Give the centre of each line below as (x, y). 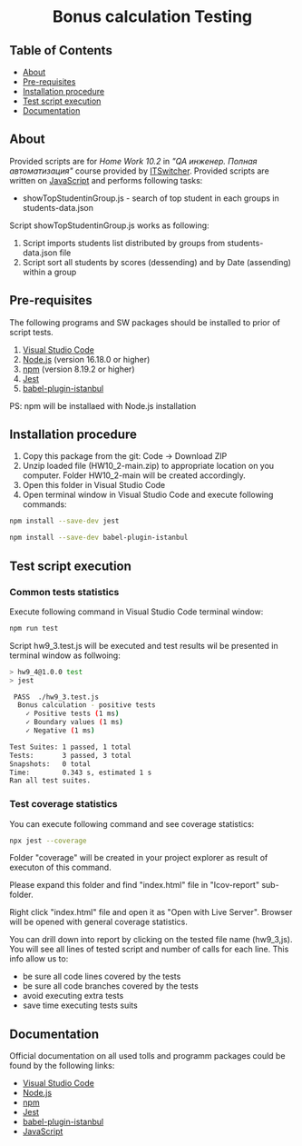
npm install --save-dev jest (64, 521)
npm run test (34, 628)
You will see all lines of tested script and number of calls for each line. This (149, 949)
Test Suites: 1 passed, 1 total (70, 747)
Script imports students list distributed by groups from (124, 243)
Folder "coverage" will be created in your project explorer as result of (139, 858)
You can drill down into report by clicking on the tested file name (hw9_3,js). (151, 940)
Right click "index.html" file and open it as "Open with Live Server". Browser (151, 912)
